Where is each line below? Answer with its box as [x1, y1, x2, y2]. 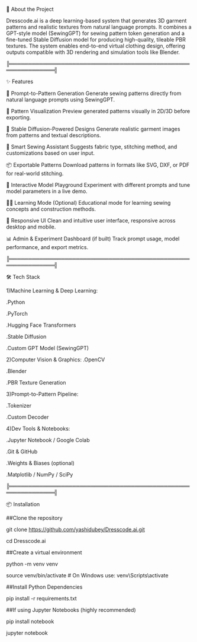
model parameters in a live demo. [6, 187, 88, 195]
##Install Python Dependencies [6, 583, 83, 590]
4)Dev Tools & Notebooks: [6, 425, 70, 432]
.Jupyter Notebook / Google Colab [6, 437, 90, 443]
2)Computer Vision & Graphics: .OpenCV [6, 356, 105, 363]
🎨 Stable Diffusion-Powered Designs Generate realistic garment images [6, 125, 180, 132]
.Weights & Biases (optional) [6, 460, 75, 466]
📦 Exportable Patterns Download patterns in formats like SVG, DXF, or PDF [6, 161, 190, 169]
